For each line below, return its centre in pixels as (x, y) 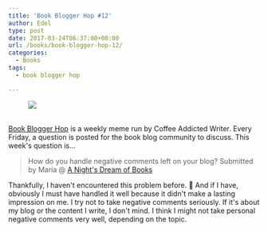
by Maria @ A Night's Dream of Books (90, 170)
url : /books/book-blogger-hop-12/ (66, 46)
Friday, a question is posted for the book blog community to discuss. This (129, 137)
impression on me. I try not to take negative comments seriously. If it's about (134, 202)
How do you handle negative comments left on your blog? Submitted (140, 161)
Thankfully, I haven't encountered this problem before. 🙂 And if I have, (124, 185)
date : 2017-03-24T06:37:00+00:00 (64, 38)
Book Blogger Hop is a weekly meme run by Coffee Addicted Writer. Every (130, 128)
